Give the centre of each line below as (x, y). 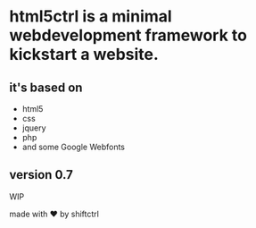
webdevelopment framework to (128, 35)
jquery (34, 128)
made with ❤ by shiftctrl (54, 214)
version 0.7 (41, 175)
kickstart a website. (84, 55)
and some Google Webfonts (73, 147)
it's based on (46, 87)
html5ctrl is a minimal (91, 17)
